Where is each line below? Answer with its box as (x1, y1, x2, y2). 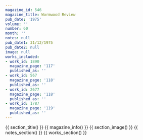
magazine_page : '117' (10, 63, 56, 68)
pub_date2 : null (5, 45, 39, 50)
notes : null (5, 36, 30, 41)
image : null (5, 49, 30, 54)
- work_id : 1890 (5, 59, 39, 64)
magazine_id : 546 (5, 7, 42, 13)
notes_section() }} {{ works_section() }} (5, 129, 87, 135)
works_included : (5, 54, 39, 59)
